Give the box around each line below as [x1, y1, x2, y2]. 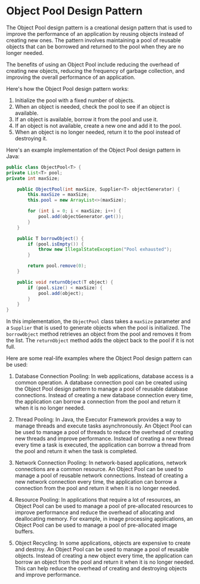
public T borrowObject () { [17, 235, 84, 241]
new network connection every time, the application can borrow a [14, 478, 177, 485]
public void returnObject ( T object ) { [17, 279, 113, 285]
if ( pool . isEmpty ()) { [27, 241, 84, 247]
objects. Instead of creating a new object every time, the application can [14, 552, 193, 560]
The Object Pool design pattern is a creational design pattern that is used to [6, 24, 192, 31]
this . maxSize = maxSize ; [27, 192, 90, 198]
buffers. [14, 528, 35, 535]
